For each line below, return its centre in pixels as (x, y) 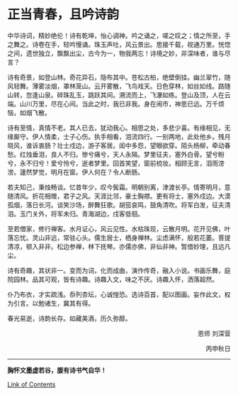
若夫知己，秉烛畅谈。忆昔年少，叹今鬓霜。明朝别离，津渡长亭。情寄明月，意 (119, 187)
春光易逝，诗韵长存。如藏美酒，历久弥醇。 (69, 318)
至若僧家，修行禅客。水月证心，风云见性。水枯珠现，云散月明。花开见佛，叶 (119, 228)
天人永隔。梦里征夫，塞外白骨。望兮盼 (168, 154)
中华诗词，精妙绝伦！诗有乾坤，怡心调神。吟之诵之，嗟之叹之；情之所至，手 (119, 35)
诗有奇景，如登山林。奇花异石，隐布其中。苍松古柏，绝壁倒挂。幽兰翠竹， (116, 77)
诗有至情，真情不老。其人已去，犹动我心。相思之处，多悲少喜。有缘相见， (116, 128)
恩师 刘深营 (214, 333)
